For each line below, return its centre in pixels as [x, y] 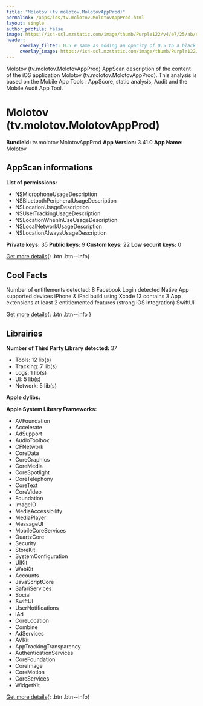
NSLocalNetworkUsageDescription [59, 226]
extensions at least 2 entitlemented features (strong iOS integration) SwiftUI [100, 303]
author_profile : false [35, 29]
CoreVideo [28, 492]
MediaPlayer [31, 518]
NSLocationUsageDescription [52, 207]
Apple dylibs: [23, 397]
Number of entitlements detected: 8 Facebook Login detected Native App [98, 290]
